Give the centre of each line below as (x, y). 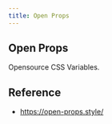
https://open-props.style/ (62, 112)
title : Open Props (39, 16)
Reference (35, 92)
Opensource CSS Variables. (54, 67)
